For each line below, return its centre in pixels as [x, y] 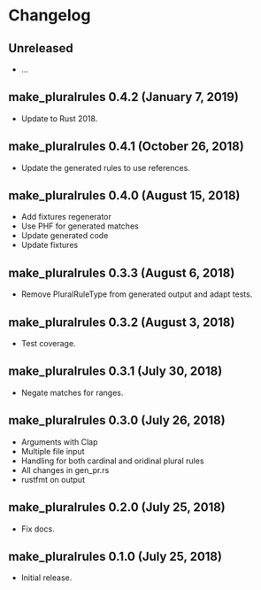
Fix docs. [38, 529]
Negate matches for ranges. [72, 392]
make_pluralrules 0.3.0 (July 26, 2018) [117, 420]
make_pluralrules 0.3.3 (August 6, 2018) [122, 272]
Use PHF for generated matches [80, 226]
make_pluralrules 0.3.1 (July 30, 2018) [115, 372]
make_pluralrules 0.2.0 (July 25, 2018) [117, 507]
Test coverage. [48, 344]
